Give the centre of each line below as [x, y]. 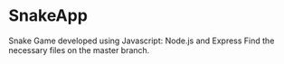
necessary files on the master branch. [79, 50]
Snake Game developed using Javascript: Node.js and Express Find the [142, 41]
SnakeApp [48, 16]
